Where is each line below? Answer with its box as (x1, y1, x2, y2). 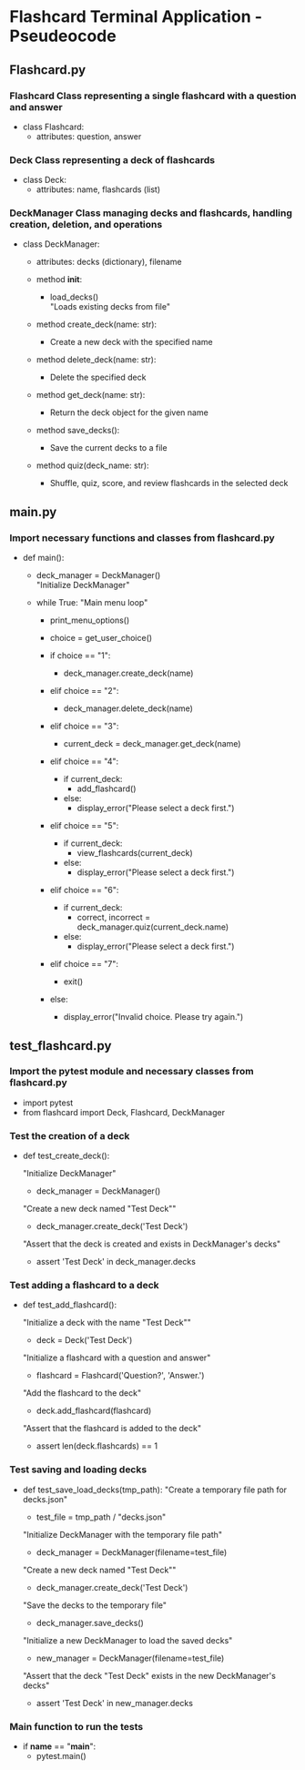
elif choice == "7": (49, 959, 119, 970)
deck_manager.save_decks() (36, 1617, 144, 1628)
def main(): (22, 553, 65, 564)
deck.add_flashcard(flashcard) (36, 1405, 152, 1417)
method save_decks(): (36, 425, 120, 436)
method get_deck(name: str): (36, 390, 146, 401)
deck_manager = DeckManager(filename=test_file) (36, 1546, 228, 1558)
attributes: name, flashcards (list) (36, 184, 161, 195)
